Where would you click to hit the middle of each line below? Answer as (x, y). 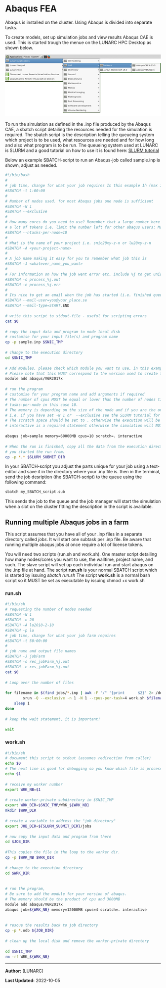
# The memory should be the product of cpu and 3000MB (63, 899)
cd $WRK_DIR (17, 873)
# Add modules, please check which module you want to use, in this (77, 368)
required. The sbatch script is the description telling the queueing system (80, 135)
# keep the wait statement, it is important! (53, 719)
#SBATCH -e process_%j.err (33, 285)
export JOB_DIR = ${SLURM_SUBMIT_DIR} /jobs (48, 826)
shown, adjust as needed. (31, 165)
